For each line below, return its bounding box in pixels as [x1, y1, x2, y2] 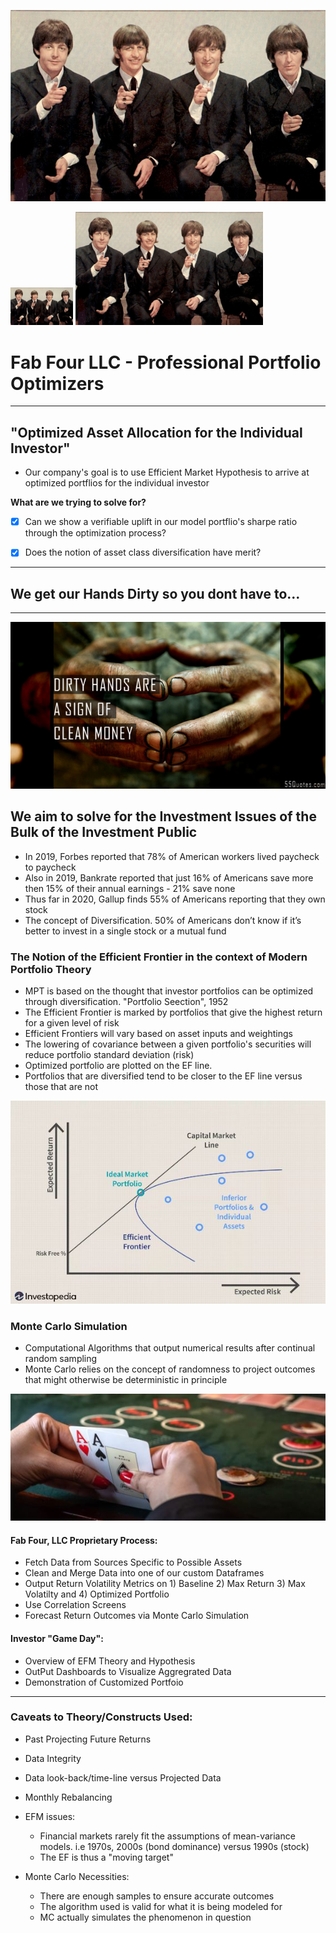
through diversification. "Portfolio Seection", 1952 [24, 995, 229, 1007]
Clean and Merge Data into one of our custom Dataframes [24, 1567, 265, 1579]
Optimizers [10, 372, 105, 395]
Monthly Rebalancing [24, 1791, 113, 1803]
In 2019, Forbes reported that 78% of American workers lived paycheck [24, 850, 320, 862]
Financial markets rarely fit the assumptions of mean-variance [39, 1830, 296, 1842]
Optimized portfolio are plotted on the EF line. [24, 1059, 213, 1071]
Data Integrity [24, 1752, 82, 1764]
